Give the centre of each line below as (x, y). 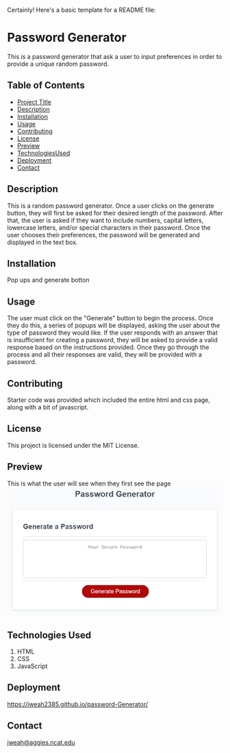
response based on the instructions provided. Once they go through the (108, 347)
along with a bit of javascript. (48, 407)
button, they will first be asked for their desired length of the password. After (115, 213)
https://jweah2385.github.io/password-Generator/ (78, 704)
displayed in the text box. (42, 242)
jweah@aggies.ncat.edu (41, 742)
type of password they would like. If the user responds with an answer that (112, 333)
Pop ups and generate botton (49, 280)
